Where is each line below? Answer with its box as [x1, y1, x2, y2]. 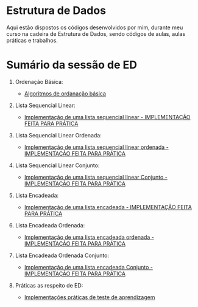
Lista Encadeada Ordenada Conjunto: [15, 252, 110, 259]
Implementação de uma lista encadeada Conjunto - [24, 263, 154, 271]
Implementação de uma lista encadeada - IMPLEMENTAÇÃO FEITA [24, 203, 192, 210]
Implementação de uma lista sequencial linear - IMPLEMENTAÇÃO [24, 113, 191, 120]
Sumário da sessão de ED [6, 58, 137, 72]
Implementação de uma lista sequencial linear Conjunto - [24, 173, 168, 181]
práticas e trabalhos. [6, 36, 58, 44]
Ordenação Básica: [15, 78, 63, 85]
